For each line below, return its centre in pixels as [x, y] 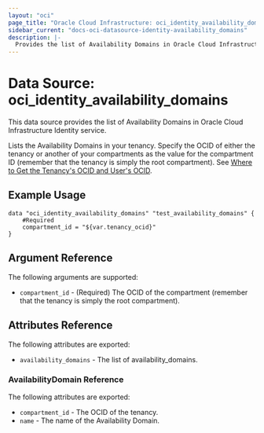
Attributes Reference [60, 326]
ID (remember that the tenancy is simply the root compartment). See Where [130, 163]
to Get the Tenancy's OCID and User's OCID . [80, 171]
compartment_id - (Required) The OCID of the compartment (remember [134, 292]
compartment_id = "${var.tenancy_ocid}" [89, 227]
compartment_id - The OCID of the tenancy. [89, 412]
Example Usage [47, 195]
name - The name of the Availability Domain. [89, 420]
